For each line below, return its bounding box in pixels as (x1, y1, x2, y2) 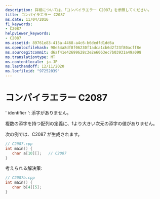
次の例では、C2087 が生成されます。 (5, 131, 83, 137)
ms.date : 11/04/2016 (5, 17, 49, 22)
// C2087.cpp (5, 141, 33, 146)
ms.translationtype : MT (5, 54, 56, 60)
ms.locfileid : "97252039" (5, 69, 60, 74)
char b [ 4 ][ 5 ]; (12, 185, 42, 190)
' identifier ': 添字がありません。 (5, 109, 72, 115)
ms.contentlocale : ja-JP (5, 59, 58, 64)
